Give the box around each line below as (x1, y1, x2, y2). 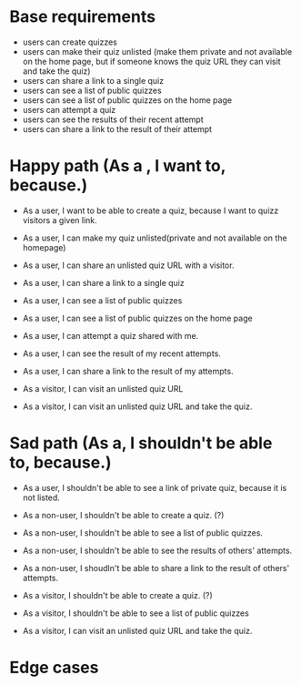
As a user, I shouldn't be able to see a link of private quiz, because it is (22, 482, 287, 493)
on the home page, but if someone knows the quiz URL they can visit (22, 56, 281, 67)
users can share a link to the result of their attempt (22, 123, 212, 134)
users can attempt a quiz (22, 104, 116, 115)
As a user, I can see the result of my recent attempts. (22, 348, 221, 359)
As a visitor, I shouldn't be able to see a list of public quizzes (22, 608, 250, 619)
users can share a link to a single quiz (22, 75, 165, 86)
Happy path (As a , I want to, (9, 156, 226, 177)
